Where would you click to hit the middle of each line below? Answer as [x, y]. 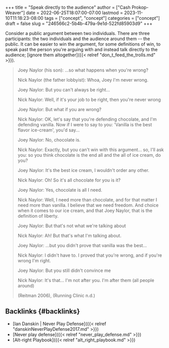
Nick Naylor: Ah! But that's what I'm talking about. [69, 236]
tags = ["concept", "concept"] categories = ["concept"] [102, 18]
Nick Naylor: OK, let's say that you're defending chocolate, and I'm [87, 119]
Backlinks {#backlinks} [43, 311]
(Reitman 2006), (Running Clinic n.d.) [56, 295]
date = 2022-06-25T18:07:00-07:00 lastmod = [74, 13]
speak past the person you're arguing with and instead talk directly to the [81, 49]
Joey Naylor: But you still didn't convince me [64, 270]
